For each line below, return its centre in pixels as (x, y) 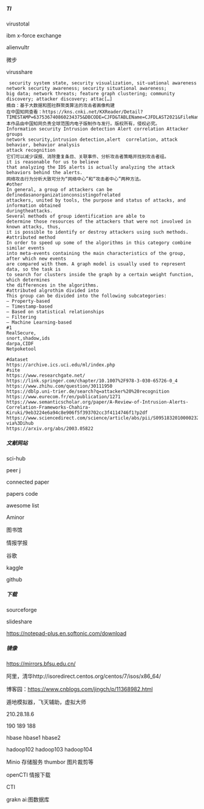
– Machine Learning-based (39, 322)
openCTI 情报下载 (29, 774)
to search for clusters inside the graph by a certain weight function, (100, 274)
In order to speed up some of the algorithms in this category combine (99, 243)
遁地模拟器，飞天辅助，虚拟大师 (46, 702)
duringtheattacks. (29, 211)
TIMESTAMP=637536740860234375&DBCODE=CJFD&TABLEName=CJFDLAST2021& (93, 117)
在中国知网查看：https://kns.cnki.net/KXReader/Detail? (75, 112)
